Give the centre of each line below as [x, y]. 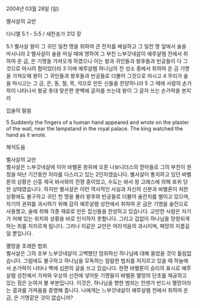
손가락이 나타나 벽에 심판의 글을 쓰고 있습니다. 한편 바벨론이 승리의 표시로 [96, 268]
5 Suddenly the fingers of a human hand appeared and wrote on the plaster [98, 122]
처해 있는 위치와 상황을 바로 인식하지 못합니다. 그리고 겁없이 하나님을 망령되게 [101, 218]
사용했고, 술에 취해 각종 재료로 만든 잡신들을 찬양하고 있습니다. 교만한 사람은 [93, 211]
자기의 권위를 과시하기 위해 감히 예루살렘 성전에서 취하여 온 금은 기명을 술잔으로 [97, 204]
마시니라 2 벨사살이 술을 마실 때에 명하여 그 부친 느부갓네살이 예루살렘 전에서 [94, 54]
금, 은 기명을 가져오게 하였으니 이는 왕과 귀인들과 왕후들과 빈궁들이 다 [103, 61]
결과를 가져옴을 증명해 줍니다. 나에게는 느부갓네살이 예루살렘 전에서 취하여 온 [100, 290]
